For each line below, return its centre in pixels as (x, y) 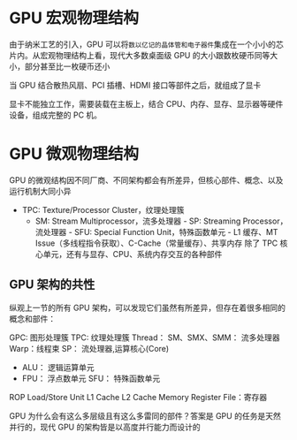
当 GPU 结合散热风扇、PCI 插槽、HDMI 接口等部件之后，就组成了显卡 (135, 85)
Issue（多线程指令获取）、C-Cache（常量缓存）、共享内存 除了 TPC (156, 243)
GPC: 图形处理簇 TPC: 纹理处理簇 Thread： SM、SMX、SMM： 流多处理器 (145, 338)
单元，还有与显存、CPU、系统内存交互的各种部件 (133, 254)
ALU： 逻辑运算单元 (58, 367)
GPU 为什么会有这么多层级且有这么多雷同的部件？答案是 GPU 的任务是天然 (145, 415)
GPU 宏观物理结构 (74, 18)
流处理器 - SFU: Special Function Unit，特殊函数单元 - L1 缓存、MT (156, 231)
